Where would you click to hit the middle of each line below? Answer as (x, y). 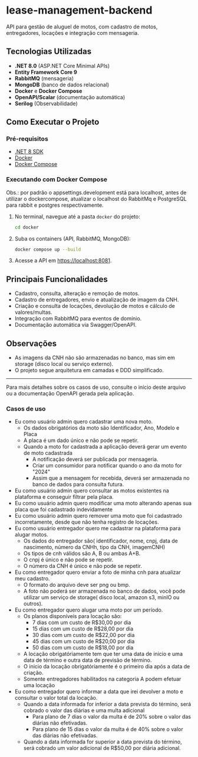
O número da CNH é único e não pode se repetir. (83, 566)
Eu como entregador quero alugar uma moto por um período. (89, 610)
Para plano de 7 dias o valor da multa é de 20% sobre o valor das (112, 717)
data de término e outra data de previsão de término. (88, 660)
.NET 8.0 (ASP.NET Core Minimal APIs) (62, 66)
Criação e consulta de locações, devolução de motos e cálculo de (95, 306)
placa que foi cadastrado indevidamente (64, 509)
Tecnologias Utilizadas (49, 52)
